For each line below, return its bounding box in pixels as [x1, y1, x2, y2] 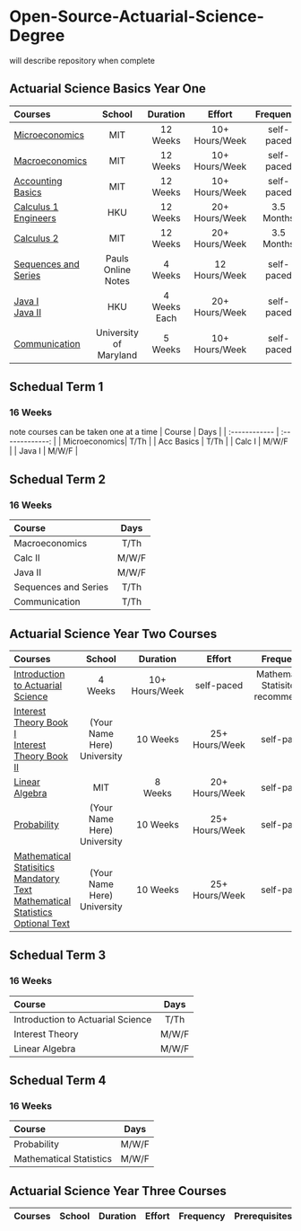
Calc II [13, 552, 40, 564]
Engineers [13, 211, 56, 224]
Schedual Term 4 [9, 1073, 107, 1088]
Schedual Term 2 [9, 472, 106, 487]
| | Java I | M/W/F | [9, 446, 79, 456]
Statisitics [13, 861, 56, 873]
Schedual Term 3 [9, 948, 107, 963]
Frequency [178, 1210, 226, 1223]
